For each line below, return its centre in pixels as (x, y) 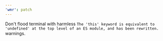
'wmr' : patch (19, 10)
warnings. (15, 33)
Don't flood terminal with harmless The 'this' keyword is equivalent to (80, 24)
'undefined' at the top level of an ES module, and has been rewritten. (82, 28)
